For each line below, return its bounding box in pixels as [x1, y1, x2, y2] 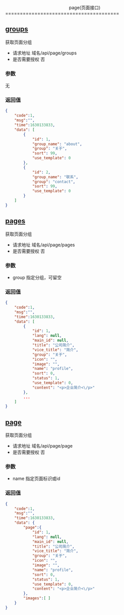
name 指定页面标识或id [12, 475, 60, 482]
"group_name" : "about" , [32, 141, 82, 147]
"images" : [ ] [23, 596, 51, 601]
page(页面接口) [69, 5, 101, 11]
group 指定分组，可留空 [12, 274, 62, 280]
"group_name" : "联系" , [32, 174, 79, 180]
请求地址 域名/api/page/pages [12, 242, 75, 248]
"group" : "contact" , [32, 179, 76, 184]
